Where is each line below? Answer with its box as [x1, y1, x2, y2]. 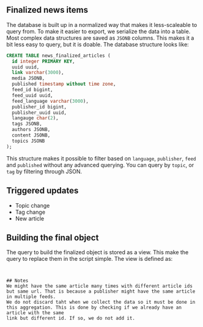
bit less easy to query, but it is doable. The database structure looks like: [6, 40, 190, 48]
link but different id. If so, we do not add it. [6, 315, 136, 321]
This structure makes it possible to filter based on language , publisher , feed [6, 154, 196, 162]
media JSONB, [12, 75, 45, 81]
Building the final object [6, 232, 99, 242]
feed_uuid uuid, [12, 92, 53, 99]
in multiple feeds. [6, 294, 56, 300]
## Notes [6, 278, 29, 284]
